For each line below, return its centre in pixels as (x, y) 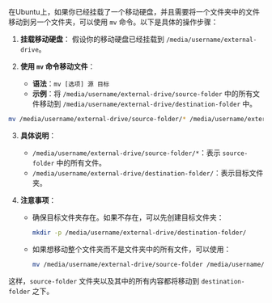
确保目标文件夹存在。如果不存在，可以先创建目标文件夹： (128, 217)
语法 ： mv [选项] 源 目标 (71, 84)
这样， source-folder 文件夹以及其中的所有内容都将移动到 (104, 280)
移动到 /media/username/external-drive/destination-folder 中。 (148, 104)
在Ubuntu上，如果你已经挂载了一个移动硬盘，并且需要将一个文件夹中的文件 (134, 12)
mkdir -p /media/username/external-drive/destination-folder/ (139, 233)
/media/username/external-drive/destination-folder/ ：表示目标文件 (148, 173)
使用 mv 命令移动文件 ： (57, 66)
